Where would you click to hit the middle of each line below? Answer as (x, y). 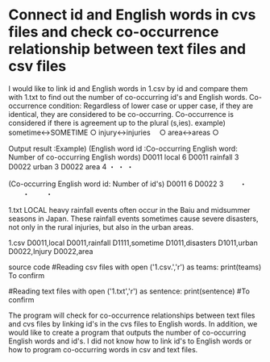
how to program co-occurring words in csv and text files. (103, 349)
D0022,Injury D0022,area (51, 251)
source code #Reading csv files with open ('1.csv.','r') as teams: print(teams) (135, 267)
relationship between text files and (127, 49)
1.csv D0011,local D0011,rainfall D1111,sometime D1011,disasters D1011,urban (133, 243)
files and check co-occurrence (114, 32)
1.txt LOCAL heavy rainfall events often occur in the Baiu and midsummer (129, 210)
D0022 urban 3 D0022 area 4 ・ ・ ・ (71, 166)
